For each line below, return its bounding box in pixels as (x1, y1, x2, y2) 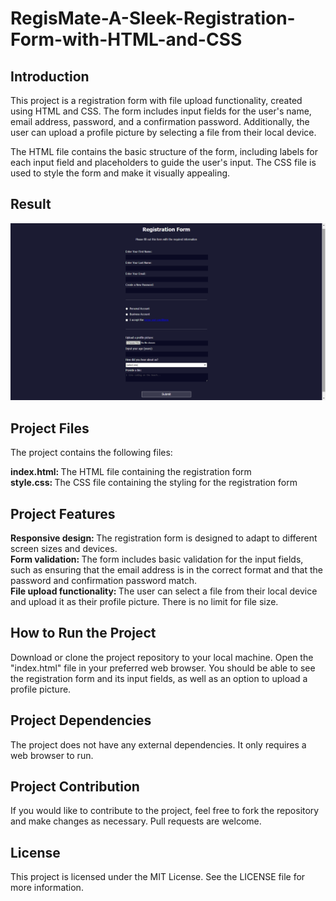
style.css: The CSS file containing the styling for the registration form (10, 477, 298, 489)
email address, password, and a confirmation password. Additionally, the (10, 116, 310, 127)
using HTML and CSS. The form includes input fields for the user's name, (10, 105, 312, 117)
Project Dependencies (10, 712, 152, 729)
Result (10, 196, 52, 213)
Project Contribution (10, 778, 140, 795)
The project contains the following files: (10, 447, 173, 459)
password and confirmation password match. (10, 574, 197, 586)
